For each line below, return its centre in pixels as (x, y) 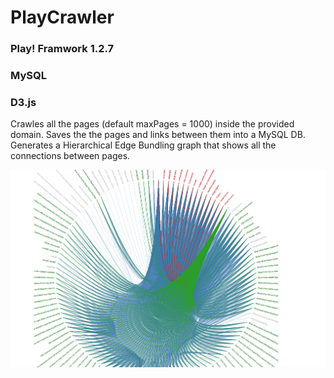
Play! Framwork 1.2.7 (62, 49)
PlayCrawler (62, 17)
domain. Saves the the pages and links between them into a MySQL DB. (158, 135)
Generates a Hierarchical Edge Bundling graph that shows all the (143, 145)
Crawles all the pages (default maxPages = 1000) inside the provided (152, 124)
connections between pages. (70, 156)
